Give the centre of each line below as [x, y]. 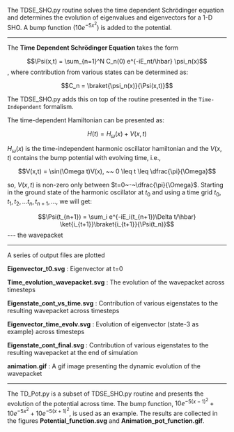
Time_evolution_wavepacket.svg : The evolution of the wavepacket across [116, 282]
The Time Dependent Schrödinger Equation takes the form [93, 48]
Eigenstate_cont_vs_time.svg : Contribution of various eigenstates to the [112, 303]
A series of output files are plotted [56, 255]
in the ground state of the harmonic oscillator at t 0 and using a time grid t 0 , [114, 193]
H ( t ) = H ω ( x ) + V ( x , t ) [117, 134]
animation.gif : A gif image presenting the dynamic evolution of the [104, 366]
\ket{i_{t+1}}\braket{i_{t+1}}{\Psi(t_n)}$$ [117, 224]
